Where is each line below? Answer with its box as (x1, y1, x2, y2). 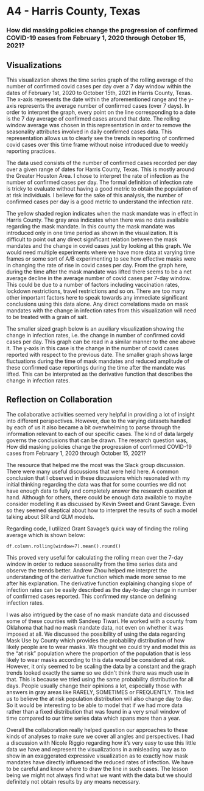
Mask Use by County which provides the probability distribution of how (6, 636, 185, 644)
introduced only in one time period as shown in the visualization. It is (6, 229, 178, 236)
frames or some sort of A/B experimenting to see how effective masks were (6, 255, 197, 262)
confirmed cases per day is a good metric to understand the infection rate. (6, 198, 194, 205)
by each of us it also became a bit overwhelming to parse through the (6, 423, 181, 431)
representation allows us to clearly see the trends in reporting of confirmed (6, 134, 195, 141)
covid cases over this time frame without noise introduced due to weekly (6, 141, 189, 148)
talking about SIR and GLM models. (6, 513, 94, 520)
